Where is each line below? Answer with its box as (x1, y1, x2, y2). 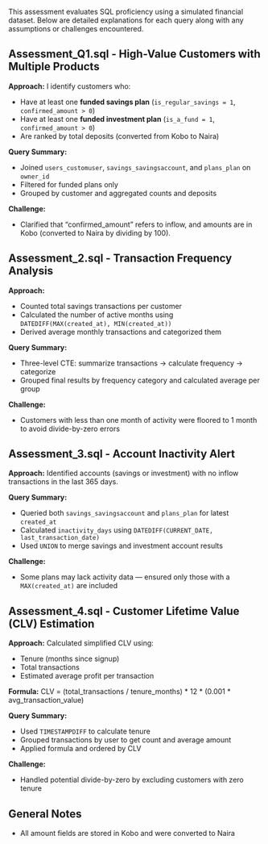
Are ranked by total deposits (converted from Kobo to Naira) (19, 131, 220, 140)
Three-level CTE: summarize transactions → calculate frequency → (19, 358, 243, 368)
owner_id (19, 173, 50, 181)
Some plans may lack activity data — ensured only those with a (19, 572, 231, 582)
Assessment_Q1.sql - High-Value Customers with (8, 48, 261, 61)
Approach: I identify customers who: (8, 81, 131, 91)
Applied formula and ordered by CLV (19, 744, 142, 754)
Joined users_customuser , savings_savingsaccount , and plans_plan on (19, 162, 251, 172)
